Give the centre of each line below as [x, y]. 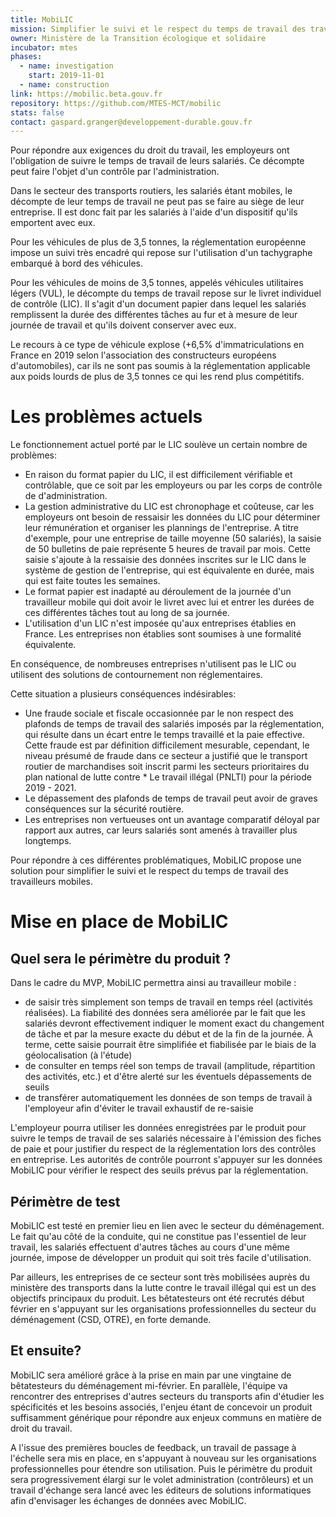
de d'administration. [66, 496]
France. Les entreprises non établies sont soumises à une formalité [163, 634]
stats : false [37, 112]
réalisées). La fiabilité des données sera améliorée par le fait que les [165, 1013]
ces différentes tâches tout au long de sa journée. [127, 613]
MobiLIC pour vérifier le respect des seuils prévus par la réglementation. [159, 1170]
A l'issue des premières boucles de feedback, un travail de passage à [153, 1447]
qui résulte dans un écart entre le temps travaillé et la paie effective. [164, 735]
